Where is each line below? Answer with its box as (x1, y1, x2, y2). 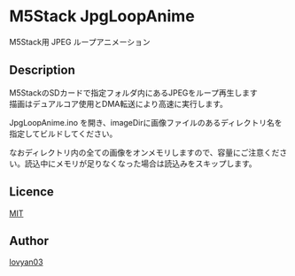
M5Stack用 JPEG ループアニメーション (9, 36, 151, 47)
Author (9, 233, 49, 249)
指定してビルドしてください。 (9, 128, 118, 139)
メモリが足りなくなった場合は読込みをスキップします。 (55, 157, 257, 169)
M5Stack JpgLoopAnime (9, 6, 195, 27)
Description (9, 63, 75, 78)
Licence (9, 184, 55, 200)
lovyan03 (9, 257, 43, 267)
